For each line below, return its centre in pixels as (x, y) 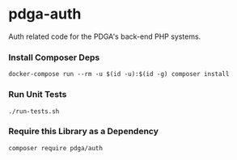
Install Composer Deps (54, 57)
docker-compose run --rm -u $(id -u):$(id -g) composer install (119, 74)
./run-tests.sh (34, 111)
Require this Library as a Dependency (84, 132)
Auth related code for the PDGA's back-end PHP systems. (105, 36)
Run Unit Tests (38, 95)
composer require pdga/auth (56, 148)
